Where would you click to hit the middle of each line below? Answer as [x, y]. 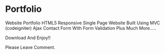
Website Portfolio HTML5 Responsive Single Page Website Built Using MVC [83, 23]
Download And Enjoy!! [28, 38]
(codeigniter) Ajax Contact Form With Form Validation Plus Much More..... [81, 28]
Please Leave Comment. [30, 47]
